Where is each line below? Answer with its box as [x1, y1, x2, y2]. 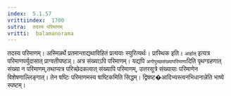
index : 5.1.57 [7, 10, 52, 18]
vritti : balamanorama [7, 29, 74, 37]
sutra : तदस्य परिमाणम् [7, 23, 63, 30]
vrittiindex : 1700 [7, 17, 65, 24]
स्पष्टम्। [7, 81, 26, 90]
